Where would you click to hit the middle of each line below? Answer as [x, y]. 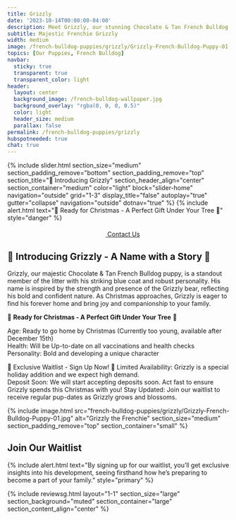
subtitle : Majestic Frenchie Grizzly [63, 34]
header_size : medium [44, 119]
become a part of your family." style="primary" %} [80, 480]
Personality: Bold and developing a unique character [83, 353]
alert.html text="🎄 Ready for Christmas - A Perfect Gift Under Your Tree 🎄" [115, 211]
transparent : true [41, 73]
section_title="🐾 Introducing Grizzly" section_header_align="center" [106, 180]
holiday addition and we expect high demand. [73, 374]
